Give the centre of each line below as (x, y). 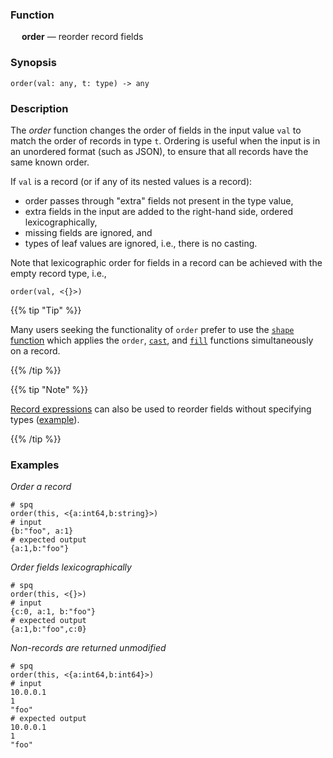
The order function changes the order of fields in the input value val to (156, 130)
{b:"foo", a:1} (42, 531)
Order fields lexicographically (71, 567)
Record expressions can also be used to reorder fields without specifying (161, 409)
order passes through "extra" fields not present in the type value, (159, 200)
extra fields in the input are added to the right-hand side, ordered (158, 211)
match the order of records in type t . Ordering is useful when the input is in (165, 140)
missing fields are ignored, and (88, 232)
